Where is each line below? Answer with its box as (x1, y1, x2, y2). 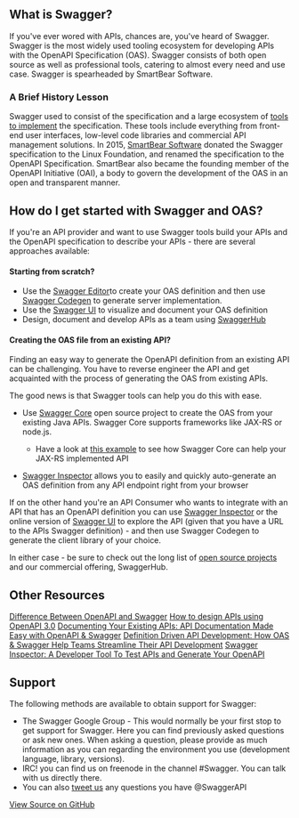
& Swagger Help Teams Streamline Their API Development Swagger (9, 640, 258, 651)
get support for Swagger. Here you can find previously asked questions (21, 725, 285, 735)
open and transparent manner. (9, 177, 121, 188)
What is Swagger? (9, 7, 113, 22)
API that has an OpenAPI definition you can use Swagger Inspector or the (9, 506, 279, 517)
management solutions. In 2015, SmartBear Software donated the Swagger (9, 140, 283, 150)
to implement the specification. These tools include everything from (9, 120, 258, 132)
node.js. (21, 426, 53, 437)
